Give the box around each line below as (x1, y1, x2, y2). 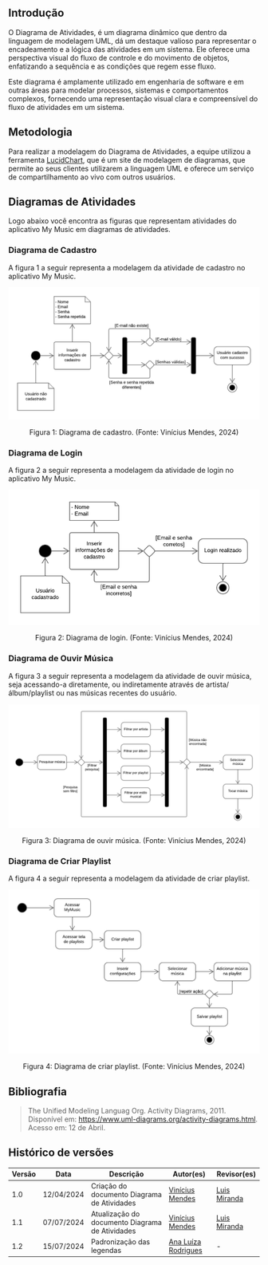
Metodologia (8, 125, 73, 139)
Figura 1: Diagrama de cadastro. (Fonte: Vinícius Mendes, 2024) (29, 428, 239, 437)
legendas (90, 1246, 122, 1255)
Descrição (108, 1169, 144, 1179)
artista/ (206, 680, 230, 689)
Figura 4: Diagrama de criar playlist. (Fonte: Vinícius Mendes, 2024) (22, 1062, 246, 1071)
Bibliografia (8, 1085, 68, 1098)
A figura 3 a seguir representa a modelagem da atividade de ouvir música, (8, 671, 252, 680)
